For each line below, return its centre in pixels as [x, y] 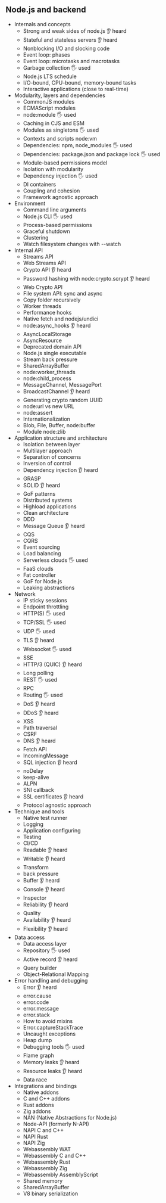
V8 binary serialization [51, 1193]
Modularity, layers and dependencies [59, 95]
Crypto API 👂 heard [47, 269]
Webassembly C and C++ [55, 1155]
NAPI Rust [35, 1136]
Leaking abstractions [49, 587]
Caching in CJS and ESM [54, 123]
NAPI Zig [34, 1143]
